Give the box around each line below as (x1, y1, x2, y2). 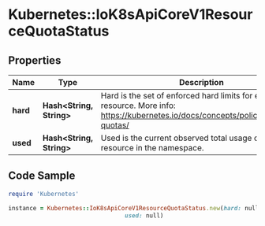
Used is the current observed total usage (100, 132, 252, 143)
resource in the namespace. (100, 143, 204, 153)
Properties (8, 54, 62, 67)
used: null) (125, 211, 164, 220)
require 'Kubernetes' (8, 190, 80, 198)
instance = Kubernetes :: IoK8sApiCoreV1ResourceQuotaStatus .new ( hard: (8, 204, 242, 212)
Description (178, 77, 225, 87)
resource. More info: (100, 100, 176, 111)
